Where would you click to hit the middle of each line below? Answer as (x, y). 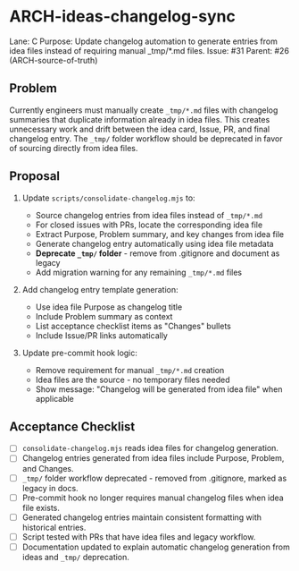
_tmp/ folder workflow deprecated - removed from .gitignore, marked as (154, 478)
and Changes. (48, 468)
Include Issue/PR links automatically (101, 335)
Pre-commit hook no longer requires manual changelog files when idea (153, 498)
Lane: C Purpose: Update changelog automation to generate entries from (144, 41)
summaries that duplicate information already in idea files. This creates (140, 119)
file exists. (41, 507)
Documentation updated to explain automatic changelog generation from (156, 547)
